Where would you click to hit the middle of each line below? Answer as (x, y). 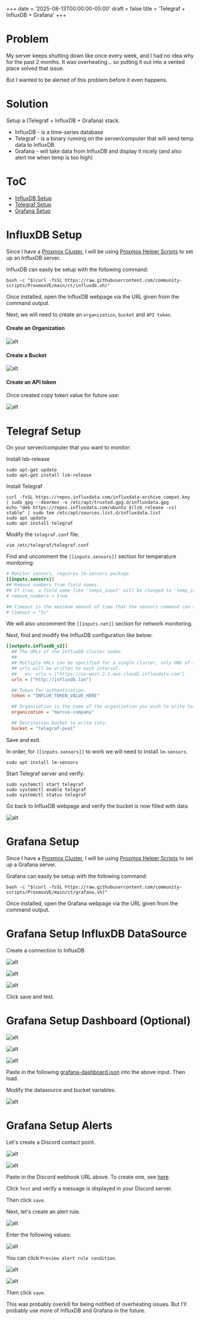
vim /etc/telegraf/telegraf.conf (48, 546)
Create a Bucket (26, 355)
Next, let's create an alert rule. (43, 1211)
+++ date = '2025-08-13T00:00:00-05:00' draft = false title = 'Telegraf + (96, 9)
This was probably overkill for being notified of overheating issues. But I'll (96, 1304)
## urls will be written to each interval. (66, 668)
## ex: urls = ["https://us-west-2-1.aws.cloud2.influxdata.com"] (98, 674)
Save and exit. (24, 740)
